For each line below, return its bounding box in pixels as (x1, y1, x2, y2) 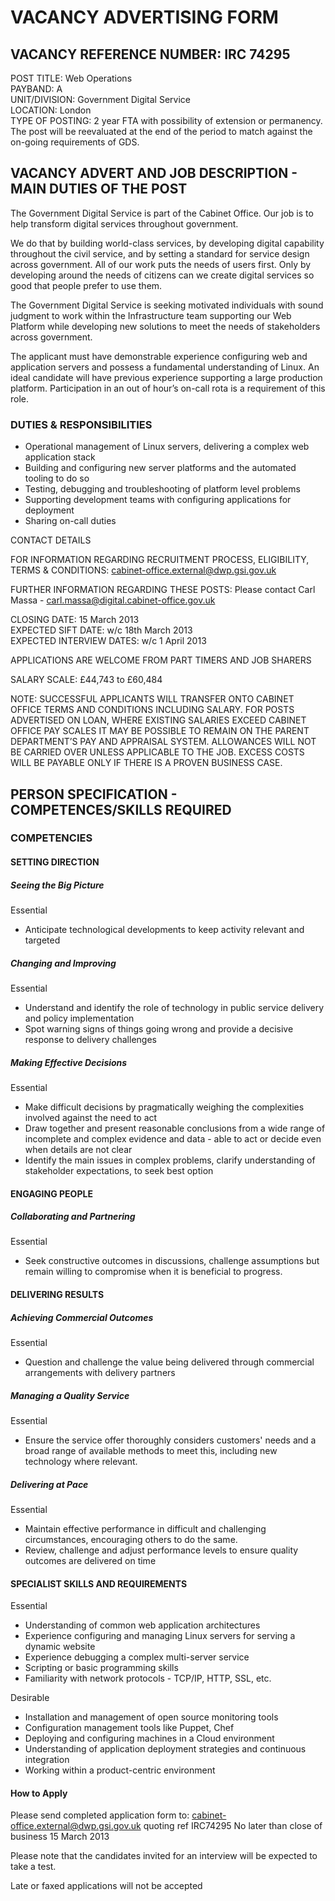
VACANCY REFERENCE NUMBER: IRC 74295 (10, 46, 291, 63)
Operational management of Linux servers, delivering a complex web (24, 441, 310, 453)
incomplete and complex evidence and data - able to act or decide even (24, 1132, 322, 1145)
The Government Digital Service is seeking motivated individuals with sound (10, 299, 324, 311)
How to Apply (10, 1787, 68, 1799)
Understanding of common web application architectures (24, 1619, 261, 1631)
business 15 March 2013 (10, 1831, 110, 1843)
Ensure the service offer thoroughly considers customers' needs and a (24, 1434, 317, 1446)
